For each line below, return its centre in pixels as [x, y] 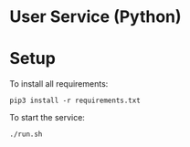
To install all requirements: [59, 84]
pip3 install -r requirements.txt [75, 101]
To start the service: [47, 118]
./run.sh [26, 134]
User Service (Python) [95, 17]
